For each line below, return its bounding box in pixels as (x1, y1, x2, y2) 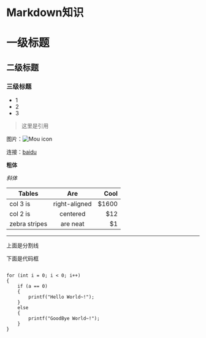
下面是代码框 (6, 255, 39, 263)
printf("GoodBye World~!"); (28, 315, 100, 322)
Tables (18, 190, 39, 198)
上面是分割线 (6, 242, 39, 249)
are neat (60, 220, 85, 228)
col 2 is (9, 210, 31, 218)
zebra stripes (9, 220, 48, 228)
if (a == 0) (17, 283, 48, 290)
